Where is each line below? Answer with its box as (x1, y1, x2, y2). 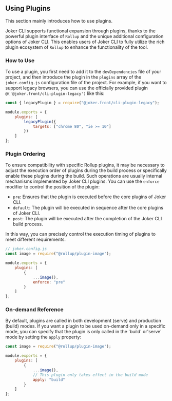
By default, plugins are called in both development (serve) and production (5, 318, 162, 324)
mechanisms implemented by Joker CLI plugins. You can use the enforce (5, 178, 160, 184)
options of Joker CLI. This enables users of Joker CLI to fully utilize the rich (5, 39, 165, 45)
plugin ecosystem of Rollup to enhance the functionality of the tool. (5, 44, 148, 50)
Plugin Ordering (5, 150, 46, 158)
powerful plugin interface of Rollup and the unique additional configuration (5, 33, 164, 39)
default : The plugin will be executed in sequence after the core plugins (12, 205, 163, 211)
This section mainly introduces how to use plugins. (5, 17, 113, 24)
